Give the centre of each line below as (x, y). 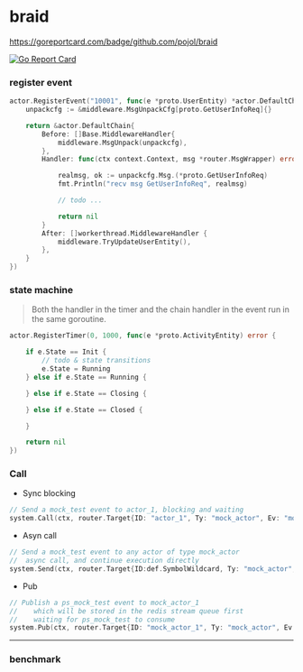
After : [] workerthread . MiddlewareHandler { (124, 233)
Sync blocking (49, 493)
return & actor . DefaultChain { (80, 125)
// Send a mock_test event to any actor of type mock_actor (125, 552)
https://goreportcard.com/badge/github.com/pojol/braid (114, 41)
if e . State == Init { (66, 352)
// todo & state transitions (96, 361)
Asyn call (39, 536)
